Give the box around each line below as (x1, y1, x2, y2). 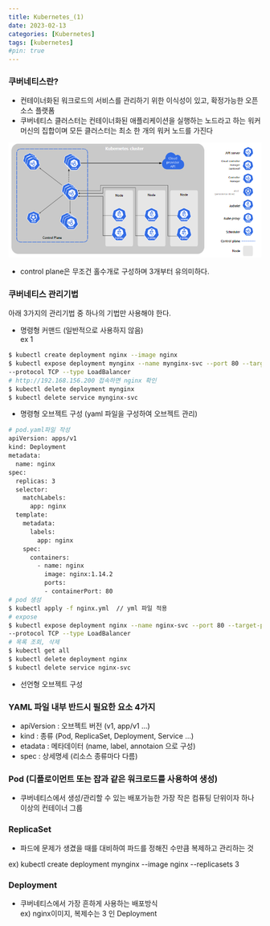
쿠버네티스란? (8, 76, 59, 88)
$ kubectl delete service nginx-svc (8, 664, 131, 672)
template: (15, 511, 48, 519)
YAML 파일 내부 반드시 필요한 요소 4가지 (8, 701, 156, 712)
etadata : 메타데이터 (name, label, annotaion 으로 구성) (19, 741, 196, 751)
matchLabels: (22, 494, 67, 502)
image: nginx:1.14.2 (43, 570, 113, 578)
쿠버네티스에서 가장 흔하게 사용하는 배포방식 (19, 899, 158, 908)
